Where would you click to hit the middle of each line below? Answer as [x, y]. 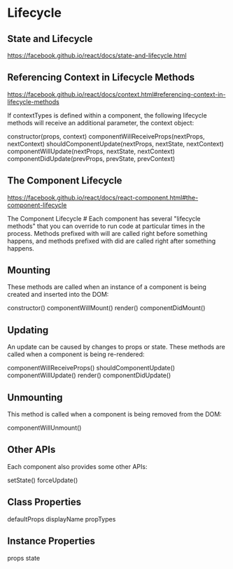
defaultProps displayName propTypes [62, 519]
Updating [28, 330]
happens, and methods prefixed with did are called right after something [112, 241]
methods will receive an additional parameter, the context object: [101, 122]
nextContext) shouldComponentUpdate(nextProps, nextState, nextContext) [115, 143]
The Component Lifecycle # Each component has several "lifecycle [104, 218]
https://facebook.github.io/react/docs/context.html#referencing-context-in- [116, 94]
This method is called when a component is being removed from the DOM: [114, 414]
